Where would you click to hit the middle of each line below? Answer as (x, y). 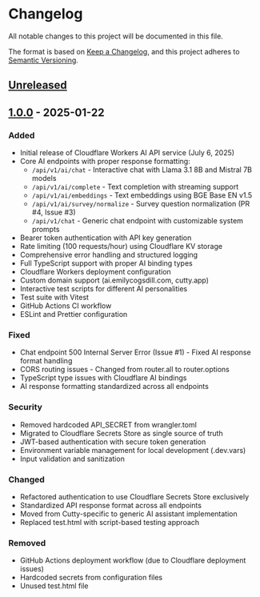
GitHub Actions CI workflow (66, 306)
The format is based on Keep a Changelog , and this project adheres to (124, 51)
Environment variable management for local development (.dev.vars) (133, 450)
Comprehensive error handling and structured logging (109, 255)
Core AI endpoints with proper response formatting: (105, 162)
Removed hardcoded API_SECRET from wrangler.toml (108, 424)
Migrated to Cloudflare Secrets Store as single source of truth (121, 433)
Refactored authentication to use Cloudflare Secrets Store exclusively (134, 496)
